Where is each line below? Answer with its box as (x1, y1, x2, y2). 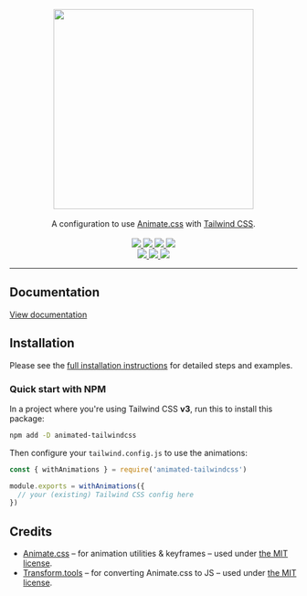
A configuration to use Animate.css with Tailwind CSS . (51, 218, 256, 229)
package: (9, 412, 45, 424)
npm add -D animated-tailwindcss (9, 431, 137, 440)
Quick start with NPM (9, 382, 107, 395)
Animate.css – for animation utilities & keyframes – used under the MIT (22, 548, 289, 559)
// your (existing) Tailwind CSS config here (17, 490, 195, 499)
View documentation (9, 309, 88, 320)
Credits (9, 524, 53, 539)
